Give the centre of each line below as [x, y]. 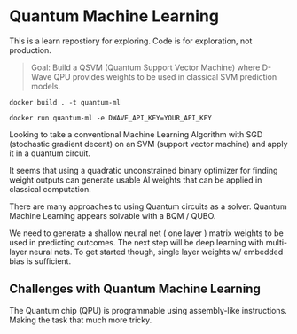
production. [30, 50]
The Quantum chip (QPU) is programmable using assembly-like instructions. [148, 310]
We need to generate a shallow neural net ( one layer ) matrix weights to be [146, 233]
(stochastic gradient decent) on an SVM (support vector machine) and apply [148, 144]
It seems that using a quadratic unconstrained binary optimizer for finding [144, 170]
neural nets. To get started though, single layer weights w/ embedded [156, 252]
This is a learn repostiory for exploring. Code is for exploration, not [131, 41]
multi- [277, 242]
